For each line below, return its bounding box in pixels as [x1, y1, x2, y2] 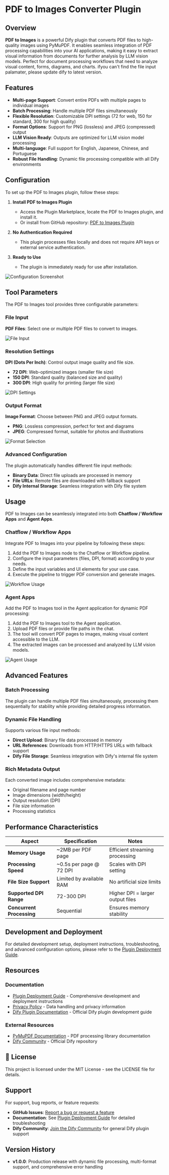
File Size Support [8, 878, 50, 885]
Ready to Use [12, 254, 41, 260]
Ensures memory [109, 904, 149, 911]
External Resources [5, 1021, 54, 1028]
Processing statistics [12, 808, 56, 814]
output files [109, 896, 136, 903]
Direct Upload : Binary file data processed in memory [12, 737, 122, 743]
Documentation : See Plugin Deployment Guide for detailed [12, 1115, 135, 1121]
